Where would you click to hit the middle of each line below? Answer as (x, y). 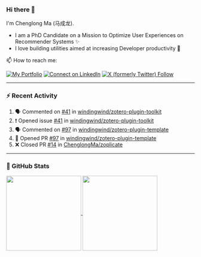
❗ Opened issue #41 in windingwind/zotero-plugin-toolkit (84, 120)
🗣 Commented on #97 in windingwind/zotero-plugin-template (92, 129)
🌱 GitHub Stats (28, 166)
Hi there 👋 (21, 10)
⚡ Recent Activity (32, 96)
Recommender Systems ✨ (47, 42)
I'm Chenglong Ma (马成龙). (40, 23)
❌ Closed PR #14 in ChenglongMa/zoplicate (69, 144)
